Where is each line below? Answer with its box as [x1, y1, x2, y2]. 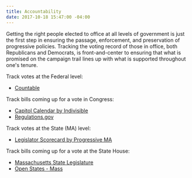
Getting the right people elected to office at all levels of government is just [6, 30, 185, 37]
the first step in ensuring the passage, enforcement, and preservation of [6, 36, 180, 43]
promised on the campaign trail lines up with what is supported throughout [6, 55, 186, 62]
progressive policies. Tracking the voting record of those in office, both [6, 42, 177, 50]
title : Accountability [6, 8, 61, 15]
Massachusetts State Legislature [14, 159, 94, 166]
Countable [14, 84, 40, 91]
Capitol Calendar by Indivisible [14, 107, 88, 114]
